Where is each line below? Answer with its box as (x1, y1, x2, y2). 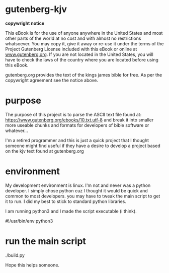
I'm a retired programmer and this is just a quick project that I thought (5, 137, 149, 143)
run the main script (5, 236, 87, 247)
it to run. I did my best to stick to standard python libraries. (5, 198, 127, 204)
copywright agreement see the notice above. (5, 77, 98, 83)
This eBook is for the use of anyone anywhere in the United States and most (5, 30, 163, 36)
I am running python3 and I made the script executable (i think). (5, 208, 137, 214)
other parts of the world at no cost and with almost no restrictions (5, 35, 141, 41)
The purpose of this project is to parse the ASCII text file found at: (5, 111, 142, 117)
